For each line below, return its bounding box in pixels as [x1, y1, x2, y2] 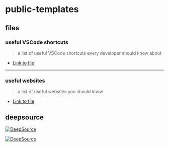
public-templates [5, 4, 79, 15]
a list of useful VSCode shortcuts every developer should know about [17, 50, 162, 56]
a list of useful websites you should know [17, 89, 104, 95]
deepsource [5, 113, 44, 121]
